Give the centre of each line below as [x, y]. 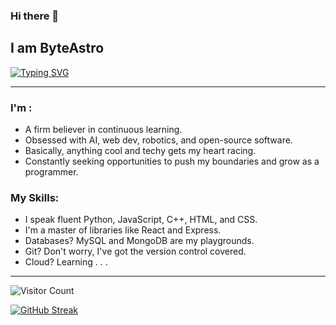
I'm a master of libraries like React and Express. [123, 230]
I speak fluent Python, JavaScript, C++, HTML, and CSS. [141, 220]
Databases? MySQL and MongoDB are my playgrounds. [139, 241]
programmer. [51, 172]
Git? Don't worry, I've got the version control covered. [135, 251]
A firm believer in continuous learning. [103, 130]
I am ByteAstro [57, 48]
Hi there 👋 [35, 16]
